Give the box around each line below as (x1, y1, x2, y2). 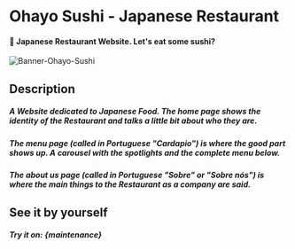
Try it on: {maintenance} (9, 230, 103, 240)
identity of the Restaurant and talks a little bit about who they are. (9, 115, 258, 126)
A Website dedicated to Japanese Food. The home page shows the (9, 106, 261, 117)
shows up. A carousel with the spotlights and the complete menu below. (9, 147, 281, 158)
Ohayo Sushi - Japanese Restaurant (9, 6, 280, 27)
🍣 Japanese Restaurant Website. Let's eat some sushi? (9, 35, 215, 46)
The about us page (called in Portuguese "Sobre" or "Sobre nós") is (9, 170, 265, 181)
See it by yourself (9, 205, 108, 220)
